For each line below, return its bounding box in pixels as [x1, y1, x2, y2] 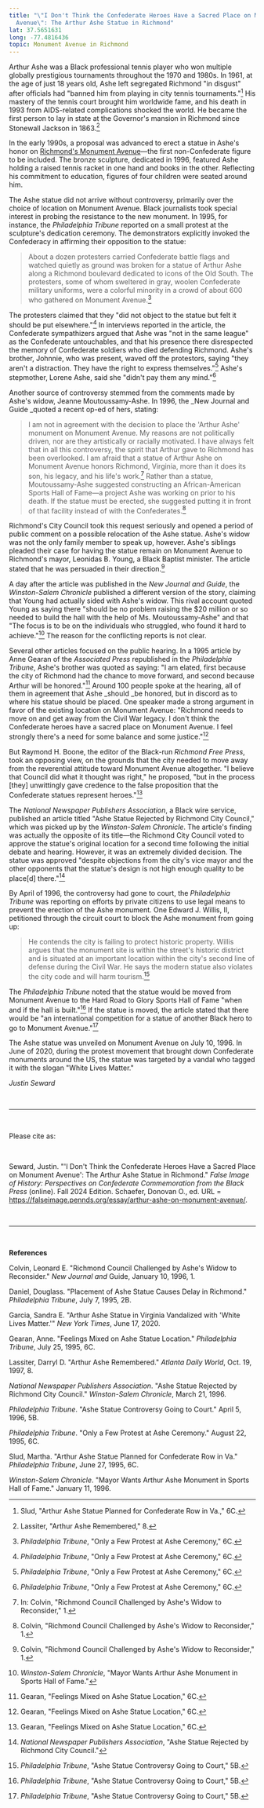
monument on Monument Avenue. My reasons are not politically [27, 429, 235, 438]
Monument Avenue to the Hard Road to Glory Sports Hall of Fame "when [9, 995, 243, 1005]
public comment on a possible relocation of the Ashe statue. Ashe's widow [9, 529, 250, 539]
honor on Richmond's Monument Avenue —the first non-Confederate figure [9, 147, 251, 156]
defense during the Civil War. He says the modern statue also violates [27, 962, 253, 972]
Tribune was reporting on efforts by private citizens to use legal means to [9, 897, 246, 907]
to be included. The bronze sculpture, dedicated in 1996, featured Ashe [9, 155, 239, 165]
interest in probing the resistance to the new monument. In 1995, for [9, 212, 228, 221]
